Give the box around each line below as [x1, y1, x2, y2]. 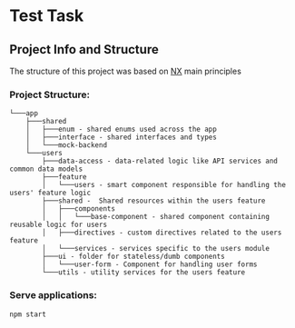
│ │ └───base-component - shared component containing [42, 213, 270, 222]
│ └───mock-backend [25, 141, 107, 150]
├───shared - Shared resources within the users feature [42, 196, 266, 205]
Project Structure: [9, 88, 91, 101]
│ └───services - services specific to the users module [42, 244, 270, 253]
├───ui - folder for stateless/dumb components [42, 252, 225, 262]
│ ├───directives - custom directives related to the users [42, 228, 282, 237]
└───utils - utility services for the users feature [42, 268, 246, 277]
